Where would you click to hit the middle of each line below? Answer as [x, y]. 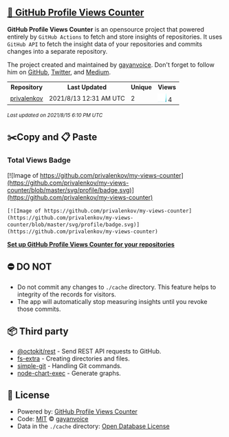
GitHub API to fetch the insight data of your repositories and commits [105, 44]
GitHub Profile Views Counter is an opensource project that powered [106, 29]
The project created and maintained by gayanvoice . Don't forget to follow [111, 64]
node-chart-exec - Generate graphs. [69, 374]
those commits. [39, 309]
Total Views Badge [39, 161]
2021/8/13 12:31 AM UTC [87, 98]
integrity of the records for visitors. [67, 294]
